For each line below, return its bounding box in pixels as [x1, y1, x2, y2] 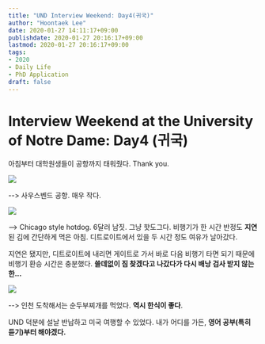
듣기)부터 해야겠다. [8, 327, 66, 337]
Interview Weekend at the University [8, 112, 254, 130]
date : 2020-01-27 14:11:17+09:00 [8, 26, 119, 34]
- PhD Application [8, 71, 69, 78]
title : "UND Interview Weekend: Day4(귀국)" [8, 11, 154, 20]
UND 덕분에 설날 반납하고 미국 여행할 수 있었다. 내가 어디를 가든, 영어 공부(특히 [8, 318, 252, 327]
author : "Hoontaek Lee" [8, 19, 87, 27]
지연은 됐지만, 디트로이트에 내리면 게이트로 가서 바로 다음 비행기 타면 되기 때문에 [8, 249, 256, 258]
